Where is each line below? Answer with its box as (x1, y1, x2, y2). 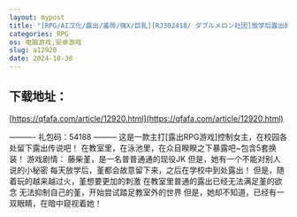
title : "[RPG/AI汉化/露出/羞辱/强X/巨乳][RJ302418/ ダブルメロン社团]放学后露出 (9, 21, 285, 30)
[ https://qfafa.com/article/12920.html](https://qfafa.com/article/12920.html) (9, 112, 285, 124)
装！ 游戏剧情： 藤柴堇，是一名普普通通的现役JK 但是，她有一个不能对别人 (9, 153, 281, 164)
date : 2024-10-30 (9, 54, 73, 63)
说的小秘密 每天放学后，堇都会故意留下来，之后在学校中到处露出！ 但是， (9, 165, 277, 175)
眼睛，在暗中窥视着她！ (16, 198, 103, 208)
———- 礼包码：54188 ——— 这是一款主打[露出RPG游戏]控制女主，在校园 (9, 131, 280, 142)
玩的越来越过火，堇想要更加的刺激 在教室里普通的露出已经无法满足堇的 (16, 175, 275, 186)
